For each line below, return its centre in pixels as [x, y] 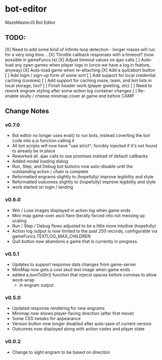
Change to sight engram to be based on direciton [61, 352]
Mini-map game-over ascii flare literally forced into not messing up [78, 215]
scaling [19, 221]
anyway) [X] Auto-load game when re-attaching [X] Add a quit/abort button [80, 70]
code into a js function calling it [43, 141]
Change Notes [27, 111]
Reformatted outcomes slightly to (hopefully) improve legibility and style [84, 182]
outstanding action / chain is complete [50, 171]
